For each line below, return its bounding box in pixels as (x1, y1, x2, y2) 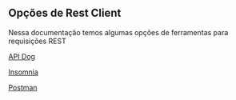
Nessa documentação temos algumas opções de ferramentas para (8, 27, 229, 37)
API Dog (8, 51, 36, 61)
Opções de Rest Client (8, 6, 122, 20)
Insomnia (8, 67, 38, 77)
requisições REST (8, 36, 66, 46)
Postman (8, 82, 38, 92)
